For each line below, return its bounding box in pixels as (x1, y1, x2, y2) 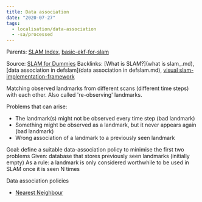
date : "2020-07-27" (6, 15, 56, 21)
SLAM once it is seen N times (6, 165, 80, 173)
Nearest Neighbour (15, 189, 64, 197)
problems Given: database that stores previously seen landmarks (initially (6, 153, 190, 160)
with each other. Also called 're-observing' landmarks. (6, 91, 142, 99)
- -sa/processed (12, 32, 53, 38)
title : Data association (6, 9, 69, 15)
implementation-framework (6, 73, 75, 80)
